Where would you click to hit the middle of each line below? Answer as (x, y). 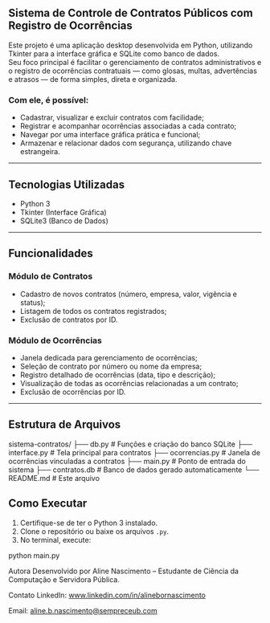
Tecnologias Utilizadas (67, 184)
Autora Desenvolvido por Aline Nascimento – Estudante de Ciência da (124, 571)
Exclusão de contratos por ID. (69, 320)
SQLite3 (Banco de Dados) (64, 221)
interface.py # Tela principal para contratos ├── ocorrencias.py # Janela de (135, 452)
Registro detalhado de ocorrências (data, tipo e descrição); (118, 375)
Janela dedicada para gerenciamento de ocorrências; (109, 357)
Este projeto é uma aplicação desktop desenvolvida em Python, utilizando (131, 45)
